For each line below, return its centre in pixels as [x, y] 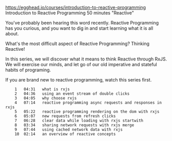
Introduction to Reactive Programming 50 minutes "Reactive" [70, 13]
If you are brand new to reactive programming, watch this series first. [79, 80]
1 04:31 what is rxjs [42, 89]
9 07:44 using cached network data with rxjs [69, 130]
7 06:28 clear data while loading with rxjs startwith [79, 120]
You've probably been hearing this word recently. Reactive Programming [82, 23]
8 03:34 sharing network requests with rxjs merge [74, 125]
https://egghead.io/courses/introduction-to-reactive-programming [76, 7]
